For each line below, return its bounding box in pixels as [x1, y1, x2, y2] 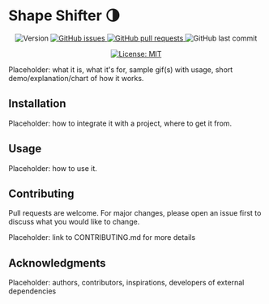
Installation [8, 96, 66, 111]
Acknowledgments [8, 256, 107, 270]
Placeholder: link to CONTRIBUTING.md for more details [8, 233, 196, 242]
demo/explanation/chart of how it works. [8, 73, 144, 83]
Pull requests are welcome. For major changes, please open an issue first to [8, 208, 262, 218]
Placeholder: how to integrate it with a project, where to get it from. [8, 118, 233, 128]
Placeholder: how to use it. [8, 163, 97, 173]
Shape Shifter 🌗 [8, 6, 121, 25]
